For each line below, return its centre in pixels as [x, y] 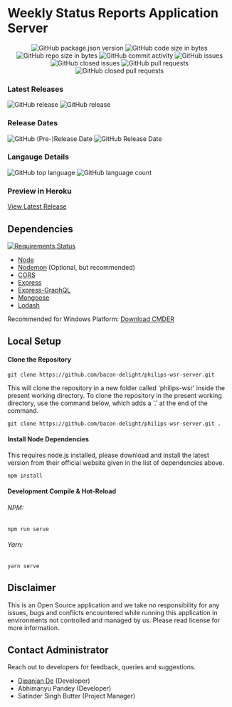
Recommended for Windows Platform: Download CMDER [91, 319]
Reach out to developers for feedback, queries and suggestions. [102, 667]
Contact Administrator [58, 650]
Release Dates [33, 123]
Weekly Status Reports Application [113, 13]
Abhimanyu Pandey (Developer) [64, 688]
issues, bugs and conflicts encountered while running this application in [112, 612]
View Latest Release [37, 206]
